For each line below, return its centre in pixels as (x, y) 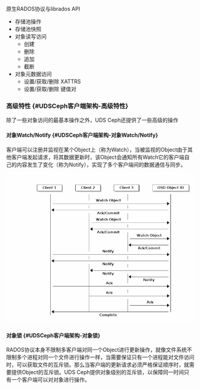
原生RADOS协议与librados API (43, 9)
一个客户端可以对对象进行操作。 (50, 380)
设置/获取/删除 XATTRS (52, 82)
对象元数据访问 (33, 74)
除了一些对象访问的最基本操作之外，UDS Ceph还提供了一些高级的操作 (92, 120)
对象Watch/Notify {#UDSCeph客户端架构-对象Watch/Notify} (82, 135)
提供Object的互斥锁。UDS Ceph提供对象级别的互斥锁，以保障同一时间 (98, 372)
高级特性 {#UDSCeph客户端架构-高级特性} (67, 105)
